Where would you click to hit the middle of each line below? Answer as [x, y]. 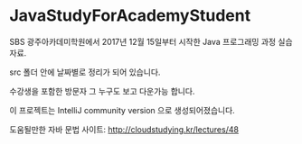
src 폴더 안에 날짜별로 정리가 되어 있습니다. [85, 72]
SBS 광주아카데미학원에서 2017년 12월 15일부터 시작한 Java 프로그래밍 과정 [143, 41]
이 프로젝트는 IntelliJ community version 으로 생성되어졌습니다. [122, 110]
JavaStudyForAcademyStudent [130, 16]
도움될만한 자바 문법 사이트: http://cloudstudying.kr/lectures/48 [124, 129]
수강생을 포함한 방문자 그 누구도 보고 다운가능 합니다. [102, 91]
